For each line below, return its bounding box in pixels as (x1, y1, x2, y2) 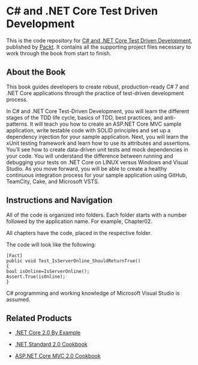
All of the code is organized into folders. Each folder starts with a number (6, 211, 187, 218)
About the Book (6, 67, 66, 78)
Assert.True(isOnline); (6, 274, 66, 280)
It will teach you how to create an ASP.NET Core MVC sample (29, 120, 182, 127)
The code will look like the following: (6, 241, 96, 248)
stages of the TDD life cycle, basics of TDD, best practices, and (6, 114, 163, 121)
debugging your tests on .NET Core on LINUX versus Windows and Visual (6, 158, 188, 166)
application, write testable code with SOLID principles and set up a (6, 126, 171, 133)
